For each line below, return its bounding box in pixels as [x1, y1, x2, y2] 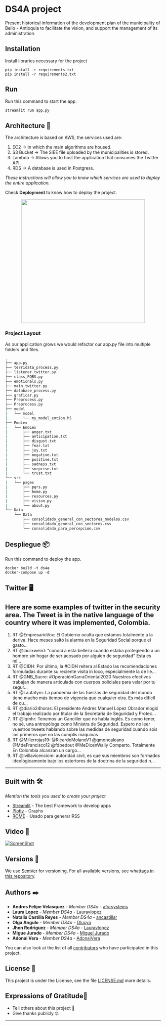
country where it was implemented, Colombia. [5, 619, 151, 627]
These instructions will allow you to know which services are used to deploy [5, 175, 161, 181]
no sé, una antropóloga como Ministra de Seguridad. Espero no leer [12, 721, 151, 727]
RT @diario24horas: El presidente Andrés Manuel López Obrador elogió [12, 705, 159, 711]
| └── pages [5, 480, 35, 485]
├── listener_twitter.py [5, 370, 56, 375]
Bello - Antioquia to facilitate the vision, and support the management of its [5, 25, 158, 31]
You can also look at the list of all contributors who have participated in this [5, 945, 158, 951]
